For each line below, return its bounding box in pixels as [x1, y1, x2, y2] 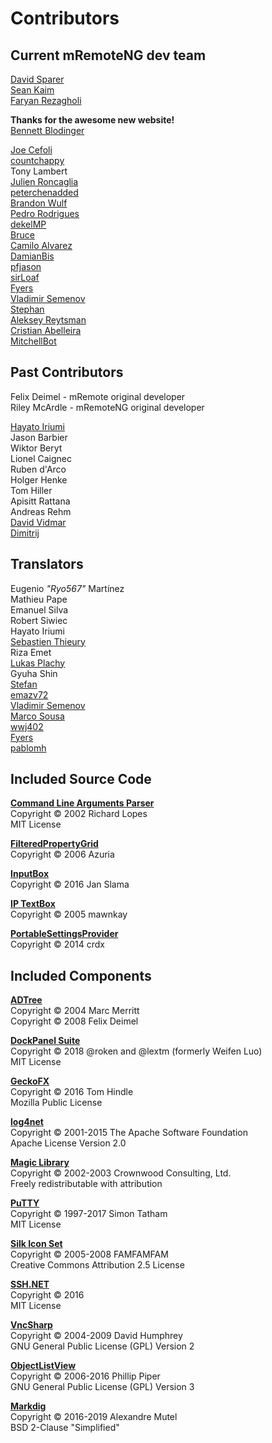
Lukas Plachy [10, 657, 66, 669]
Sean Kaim [10, 84, 55, 96]
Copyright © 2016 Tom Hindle [10, 1086, 134, 1098]
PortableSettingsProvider [10, 928, 119, 940]
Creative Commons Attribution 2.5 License [10, 1259, 185, 1271]
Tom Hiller [10, 484, 53, 496]
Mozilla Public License [10, 1097, 103, 1109]
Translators [10, 556, 84, 573]
